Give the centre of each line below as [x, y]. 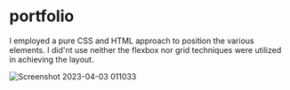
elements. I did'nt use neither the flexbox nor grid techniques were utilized [145, 49]
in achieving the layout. [52, 59]
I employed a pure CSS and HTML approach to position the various [132, 41]
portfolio [42, 16]
